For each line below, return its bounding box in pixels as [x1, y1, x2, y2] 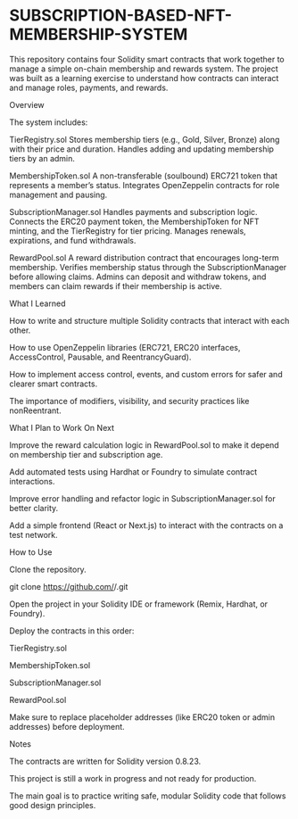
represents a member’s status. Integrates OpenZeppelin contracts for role [9, 179, 280, 190]
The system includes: [9, 117, 88, 128]
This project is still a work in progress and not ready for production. [9, 773, 257, 783]
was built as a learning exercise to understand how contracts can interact [9, 72, 279, 83]
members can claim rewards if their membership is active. [9, 280, 223, 291]
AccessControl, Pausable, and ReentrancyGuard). [9, 352, 192, 362]
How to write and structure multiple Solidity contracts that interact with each [9, 315, 290, 326]
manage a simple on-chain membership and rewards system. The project [9, 63, 278, 74]
